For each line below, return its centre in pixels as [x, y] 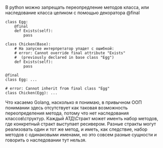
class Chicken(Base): [28, 44]
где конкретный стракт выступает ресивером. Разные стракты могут [81, 124]
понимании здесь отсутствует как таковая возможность [67, 108]
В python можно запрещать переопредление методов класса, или [77, 7]
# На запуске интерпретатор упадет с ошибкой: [64, 49]
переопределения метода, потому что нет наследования [67, 113]
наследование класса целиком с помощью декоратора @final [73, 13]
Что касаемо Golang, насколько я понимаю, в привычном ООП [74, 102]
